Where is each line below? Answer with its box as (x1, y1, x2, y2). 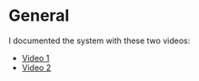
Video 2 (21, 62, 52, 73)
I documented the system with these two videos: (8, 35, 191, 46)
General (8, 5, 70, 26)
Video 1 (21, 52, 50, 63)
